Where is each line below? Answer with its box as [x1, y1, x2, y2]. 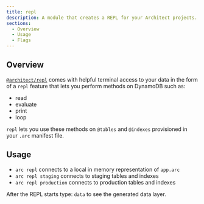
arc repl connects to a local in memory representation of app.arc [15, 166, 180, 173]
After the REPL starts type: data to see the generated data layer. [6, 190, 166, 198]
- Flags [12, 37, 32, 43]
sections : [6, 20, 32, 26]
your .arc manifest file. [6, 132, 64, 139]
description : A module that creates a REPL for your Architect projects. [6, 15, 198, 21]
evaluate [15, 100, 37, 108]
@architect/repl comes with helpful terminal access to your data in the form [6, 76, 198, 83]
